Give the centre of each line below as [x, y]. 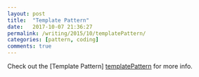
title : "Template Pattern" [49, 20]
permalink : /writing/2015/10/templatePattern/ [77, 33]
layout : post [26, 14]
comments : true [30, 46]
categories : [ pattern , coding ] [53, 40]
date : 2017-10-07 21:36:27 [50, 27]
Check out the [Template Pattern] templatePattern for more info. [100, 66]
